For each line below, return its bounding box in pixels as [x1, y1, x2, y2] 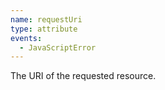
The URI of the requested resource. [10, 70, 157, 82]
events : [10, 33, 43, 43]
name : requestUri [10, 14, 83, 25]
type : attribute [10, 24, 78, 34]
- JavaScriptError [19, 42, 97, 53]
